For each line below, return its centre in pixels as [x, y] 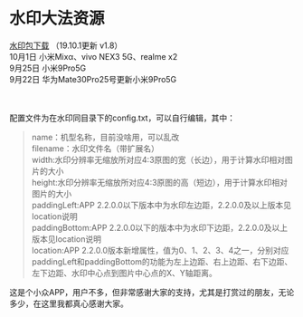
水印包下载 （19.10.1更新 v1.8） [66, 45]
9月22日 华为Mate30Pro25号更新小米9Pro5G [93, 79]
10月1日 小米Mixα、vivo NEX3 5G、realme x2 [94, 56]
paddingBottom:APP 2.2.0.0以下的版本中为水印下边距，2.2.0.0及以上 [160, 227]
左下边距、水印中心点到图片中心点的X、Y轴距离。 [124, 273]
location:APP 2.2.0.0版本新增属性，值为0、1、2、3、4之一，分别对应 [160, 250]
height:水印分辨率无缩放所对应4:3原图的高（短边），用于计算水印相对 [159, 182]
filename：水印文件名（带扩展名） [95, 148]
